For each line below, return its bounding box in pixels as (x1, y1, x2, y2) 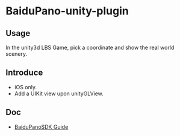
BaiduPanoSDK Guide (14, 123, 69, 130)
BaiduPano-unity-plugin (5, 4, 129, 18)
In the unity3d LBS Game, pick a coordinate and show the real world (5, 44, 175, 51)
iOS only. (14, 83, 37, 90)
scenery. (5, 50, 28, 58)
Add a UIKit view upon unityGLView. (14, 90, 104, 97)
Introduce (5, 68, 43, 78)
